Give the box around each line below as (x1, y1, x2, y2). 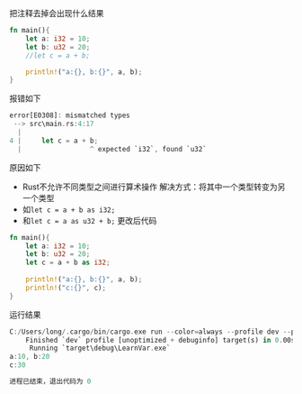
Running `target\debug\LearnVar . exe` (29, 344, 171, 353)
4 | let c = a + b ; (9, 136, 99, 145)
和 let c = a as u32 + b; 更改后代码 (22, 215, 157, 225)
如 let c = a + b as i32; (22, 204, 116, 215)
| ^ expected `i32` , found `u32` (17, 144, 207, 153)
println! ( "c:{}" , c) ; (25, 283, 106, 292)
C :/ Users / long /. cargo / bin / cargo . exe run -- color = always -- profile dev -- (9, 327, 292, 336)
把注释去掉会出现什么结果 (9, 8, 104, 18)
